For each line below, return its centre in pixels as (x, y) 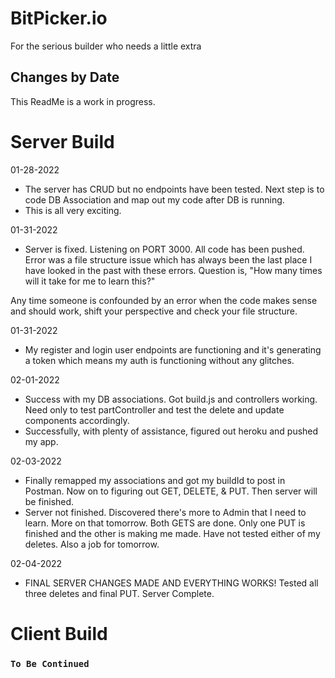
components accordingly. (77, 420)
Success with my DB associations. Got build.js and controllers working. (171, 399)
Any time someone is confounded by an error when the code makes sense (164, 300)
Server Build (62, 141)
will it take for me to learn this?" (90, 281)
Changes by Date (65, 77)
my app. (41, 441)
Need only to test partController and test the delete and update (154, 409)
